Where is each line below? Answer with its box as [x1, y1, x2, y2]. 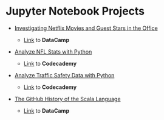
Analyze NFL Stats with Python [14, 48, 92, 55]
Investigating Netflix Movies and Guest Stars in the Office [14, 24, 159, 32]
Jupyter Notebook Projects [5, 4, 145, 18]
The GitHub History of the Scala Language [14, 95, 121, 102]
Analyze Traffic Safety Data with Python [14, 71, 115, 79]
